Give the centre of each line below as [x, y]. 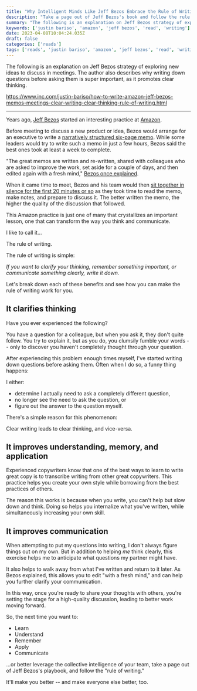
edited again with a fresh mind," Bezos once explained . [72, 173]
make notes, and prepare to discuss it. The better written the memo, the [93, 197]
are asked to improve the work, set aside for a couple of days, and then [92, 167]
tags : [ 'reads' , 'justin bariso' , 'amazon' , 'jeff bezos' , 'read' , [90, 50]
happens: [18, 371]
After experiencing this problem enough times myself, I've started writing [94, 358]
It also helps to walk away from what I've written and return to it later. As [93, 569]
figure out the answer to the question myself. [69, 406]
